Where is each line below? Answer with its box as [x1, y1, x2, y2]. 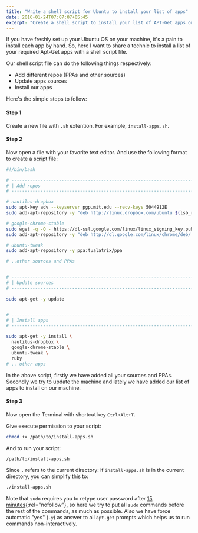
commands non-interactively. [6, 520, 78, 527]
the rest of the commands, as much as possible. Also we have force [6, 508, 171, 515]
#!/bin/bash [6, 166, 35, 172]
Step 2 [6, 135, 22, 143]
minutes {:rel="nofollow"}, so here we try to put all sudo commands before [6, 501, 184, 509]
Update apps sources [14, 77, 67, 85]
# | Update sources [6, 280, 54, 286]
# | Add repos [6, 183, 41, 189]
